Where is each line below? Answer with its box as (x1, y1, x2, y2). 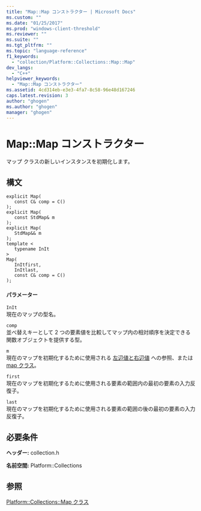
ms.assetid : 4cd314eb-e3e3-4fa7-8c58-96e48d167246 (6, 87, 136, 93)
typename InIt (14, 246, 50, 252)
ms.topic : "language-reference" (6, 48, 87, 54)
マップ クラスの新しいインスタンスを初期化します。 (6, 158, 133, 165)
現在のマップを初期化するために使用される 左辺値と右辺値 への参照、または (6, 354, 193, 361)
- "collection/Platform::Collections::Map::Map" (11, 59, 136, 65)
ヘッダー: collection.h (6, 449, 59, 456)
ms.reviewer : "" (6, 31, 47, 37)
